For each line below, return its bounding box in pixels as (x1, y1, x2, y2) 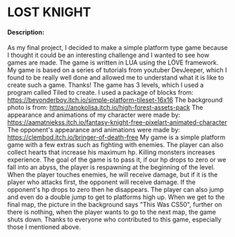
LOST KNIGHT (7, 4, 91, 20)
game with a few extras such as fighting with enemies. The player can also (7, 141, 224, 149)
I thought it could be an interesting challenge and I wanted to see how (7, 51, 210, 60)
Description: (7, 27, 44, 36)
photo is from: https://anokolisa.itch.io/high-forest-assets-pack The (7, 103, 203, 112)
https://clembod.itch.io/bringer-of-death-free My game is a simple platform (7, 133, 226, 141)
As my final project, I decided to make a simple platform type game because (7, 44, 229, 52)
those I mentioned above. (7, 223, 81, 231)
